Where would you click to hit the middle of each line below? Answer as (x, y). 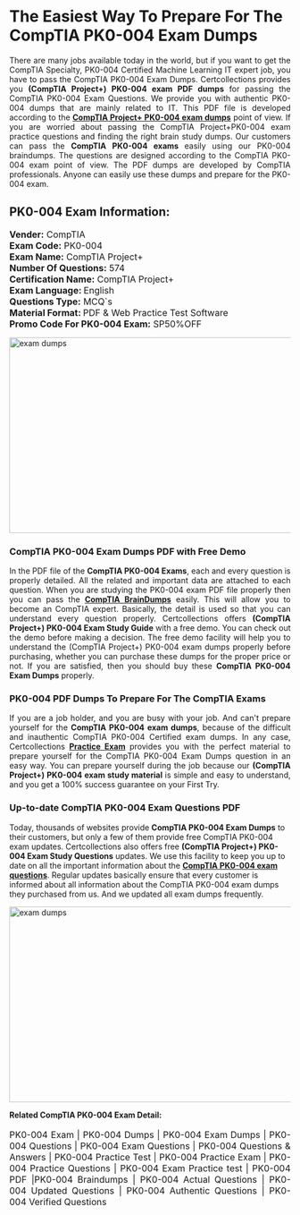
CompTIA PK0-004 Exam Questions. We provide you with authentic (139, 98)
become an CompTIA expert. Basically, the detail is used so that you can (150, 609)
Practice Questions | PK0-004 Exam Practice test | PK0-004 (160, 1168)
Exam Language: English (62, 290)
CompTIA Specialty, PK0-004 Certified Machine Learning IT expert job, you (150, 70)
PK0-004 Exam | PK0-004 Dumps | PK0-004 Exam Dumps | (138, 1134)
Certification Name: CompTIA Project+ (92, 279)
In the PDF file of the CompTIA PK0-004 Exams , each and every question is (150, 571)
